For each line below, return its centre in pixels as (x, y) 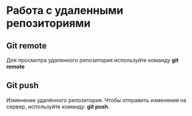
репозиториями (48, 23)
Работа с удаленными (65, 11)
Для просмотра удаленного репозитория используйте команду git (93, 60)
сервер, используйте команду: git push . (58, 106)
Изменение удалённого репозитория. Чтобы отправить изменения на (96, 100)
